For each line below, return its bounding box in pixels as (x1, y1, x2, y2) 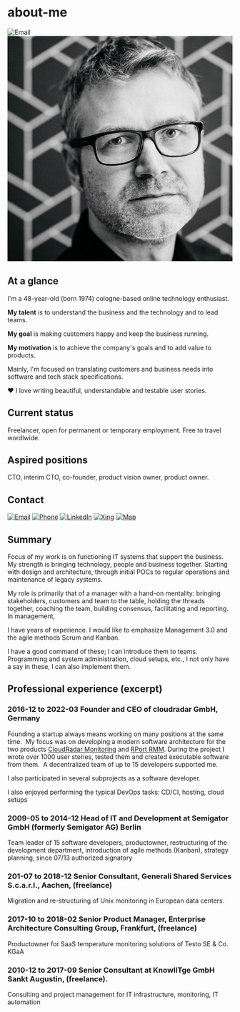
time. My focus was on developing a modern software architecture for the (7, 737, 226, 745)
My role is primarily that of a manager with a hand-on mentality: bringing (7, 589, 221, 597)
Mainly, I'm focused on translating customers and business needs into (7, 364, 214, 373)
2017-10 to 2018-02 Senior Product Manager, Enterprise (7, 914, 206, 924)
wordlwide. (7, 433, 41, 442)
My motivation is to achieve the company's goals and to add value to (7, 343, 212, 352)
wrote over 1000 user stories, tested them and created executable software (7, 752, 229, 761)
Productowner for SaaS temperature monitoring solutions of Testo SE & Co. (7, 939, 229, 948)
